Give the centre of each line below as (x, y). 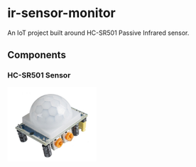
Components (37, 55)
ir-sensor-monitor (61, 13)
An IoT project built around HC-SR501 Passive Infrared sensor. (98, 33)
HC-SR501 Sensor (39, 75)
